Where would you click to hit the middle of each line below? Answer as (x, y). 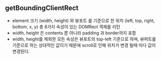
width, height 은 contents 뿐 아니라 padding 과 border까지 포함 (74, 33)
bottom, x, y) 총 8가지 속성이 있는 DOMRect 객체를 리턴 (66, 27)
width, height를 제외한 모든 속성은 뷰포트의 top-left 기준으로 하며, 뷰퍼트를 (84, 39)
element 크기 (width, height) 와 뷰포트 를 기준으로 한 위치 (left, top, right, (83, 20)
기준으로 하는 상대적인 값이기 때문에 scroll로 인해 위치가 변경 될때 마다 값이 (84, 45)
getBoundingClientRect (42, 8)
